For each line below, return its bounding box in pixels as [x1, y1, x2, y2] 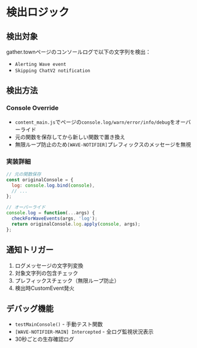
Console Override [6, 104, 59, 112]
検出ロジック [6, 5, 70, 19]
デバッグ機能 [6, 304, 54, 314]
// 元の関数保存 [6, 171, 41, 177]
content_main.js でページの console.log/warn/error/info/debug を [14, 118, 175, 125]
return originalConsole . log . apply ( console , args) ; [11, 221, 141, 227]
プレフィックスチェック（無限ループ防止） [14, 277, 120, 284]
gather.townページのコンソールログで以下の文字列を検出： [6, 49, 151, 55]
